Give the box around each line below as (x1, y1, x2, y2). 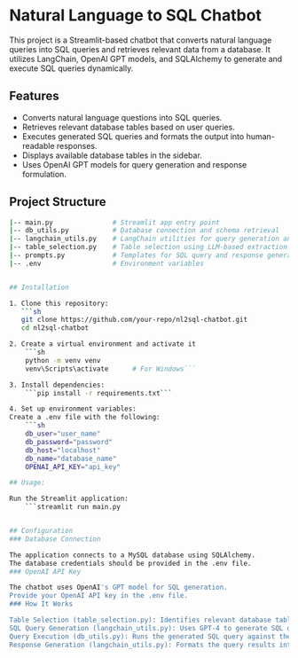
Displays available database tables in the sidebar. (21, 150, 202, 161)
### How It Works (9, 599, 74, 608)
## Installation (9, 283, 69, 292)
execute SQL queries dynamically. (9, 63, 134, 74)
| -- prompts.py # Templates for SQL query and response (9, 251, 264, 260)
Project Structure (9, 194, 106, 209)
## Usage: (9, 478, 46, 488)
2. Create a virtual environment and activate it (9, 340, 197, 349)
